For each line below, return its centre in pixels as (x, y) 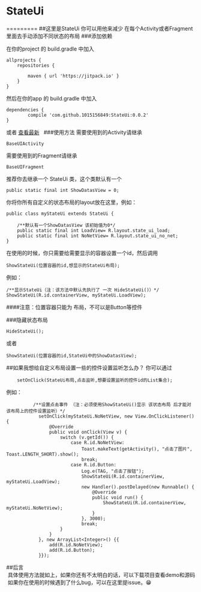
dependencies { (25, 109)
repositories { (36, 65)
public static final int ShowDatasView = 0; (63, 190)
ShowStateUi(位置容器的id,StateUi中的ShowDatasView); (72, 356)
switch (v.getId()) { (87, 437)
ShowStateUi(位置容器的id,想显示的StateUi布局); (63, 265)
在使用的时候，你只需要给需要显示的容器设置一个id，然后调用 (82, 253)
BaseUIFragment (25, 167)
